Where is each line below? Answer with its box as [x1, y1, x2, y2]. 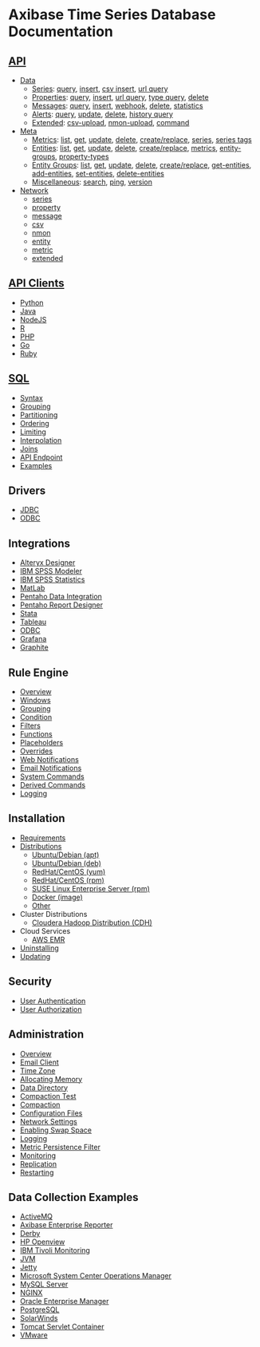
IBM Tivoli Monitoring [19, 1246, 90, 1255]
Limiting [19, 427, 46, 436]
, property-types [54, 152, 109, 161]
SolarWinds [19, 1313, 58, 1323]
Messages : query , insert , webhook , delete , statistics [31, 101, 203, 110]
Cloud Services [19, 926, 71, 935]
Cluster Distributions [19, 909, 88, 918]
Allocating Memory [19, 1074, 83, 1084]
